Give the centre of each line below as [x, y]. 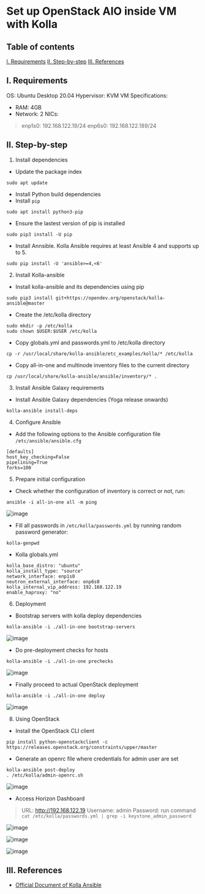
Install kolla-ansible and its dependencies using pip [80, 286]
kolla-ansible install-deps [42, 411]
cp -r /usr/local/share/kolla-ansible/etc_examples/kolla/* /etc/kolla [99, 354]
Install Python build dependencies [58, 194]
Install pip [28, 201]
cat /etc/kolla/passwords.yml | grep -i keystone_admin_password [106, 816]
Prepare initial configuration [50, 479]
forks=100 [19, 467]
